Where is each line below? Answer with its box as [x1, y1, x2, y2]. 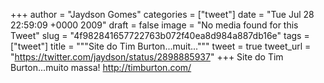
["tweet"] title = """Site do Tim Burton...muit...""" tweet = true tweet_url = [10, 40, 312, 52]
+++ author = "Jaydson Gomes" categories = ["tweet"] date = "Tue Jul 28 [10, 9, 315, 20]
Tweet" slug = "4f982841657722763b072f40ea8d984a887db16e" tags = [10, 30, 310, 41]
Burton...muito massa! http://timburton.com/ [10, 62, 192, 73]
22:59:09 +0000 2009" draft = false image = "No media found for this [10, 19, 299, 31]
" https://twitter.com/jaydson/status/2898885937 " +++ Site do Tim [10, 51, 284, 63]
